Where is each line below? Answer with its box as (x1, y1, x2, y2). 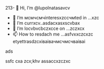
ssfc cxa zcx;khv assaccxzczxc (5, 58, 71, 64)
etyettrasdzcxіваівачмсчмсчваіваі (12, 39, 85, 44)
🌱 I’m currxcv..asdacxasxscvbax (12, 20, 80, 26)
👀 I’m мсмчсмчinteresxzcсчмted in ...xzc (12, 15, 99, 20)
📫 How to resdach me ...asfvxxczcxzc (12, 31, 93, 37)
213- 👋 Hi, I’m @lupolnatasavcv (5, 5, 70, 11)
